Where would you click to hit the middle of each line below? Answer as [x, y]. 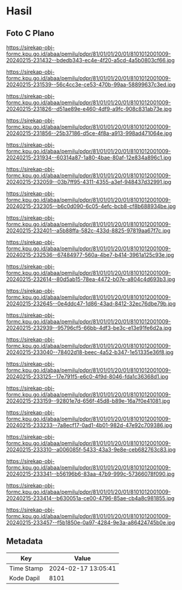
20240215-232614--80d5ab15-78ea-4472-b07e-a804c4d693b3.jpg [91, 279]
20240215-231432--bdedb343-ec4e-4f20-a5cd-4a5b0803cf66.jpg [90, 60]
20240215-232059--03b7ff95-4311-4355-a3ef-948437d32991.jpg [89, 182]
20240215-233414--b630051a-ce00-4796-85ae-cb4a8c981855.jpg [90, 498]
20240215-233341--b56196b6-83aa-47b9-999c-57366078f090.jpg [90, 474]
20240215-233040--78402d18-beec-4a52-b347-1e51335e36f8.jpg [90, 352]
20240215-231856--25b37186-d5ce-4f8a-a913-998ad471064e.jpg [89, 133]
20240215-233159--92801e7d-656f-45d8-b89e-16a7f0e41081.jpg [88, 401]
